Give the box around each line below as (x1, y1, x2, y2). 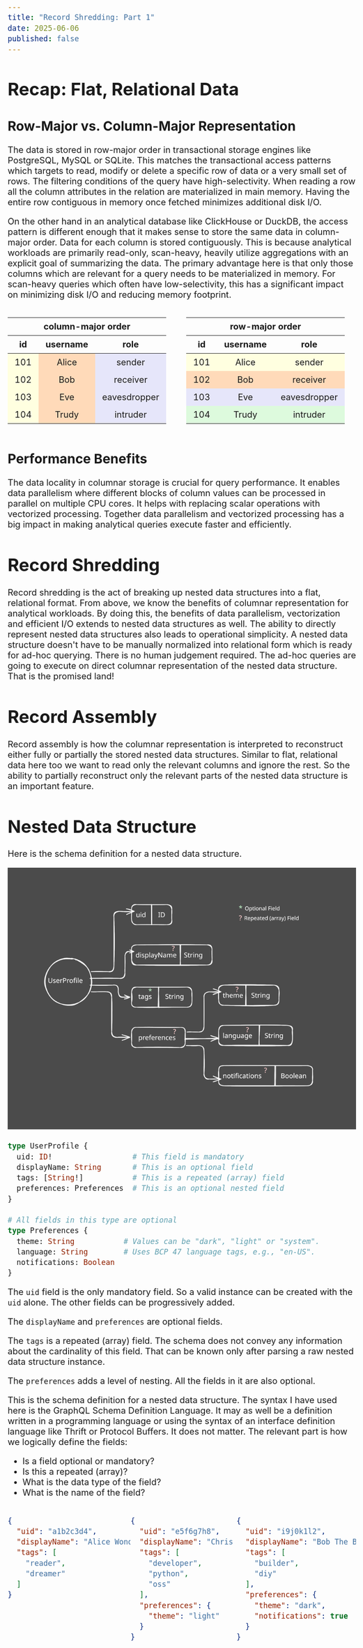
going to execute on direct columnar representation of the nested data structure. (8, 660, 338, 671)
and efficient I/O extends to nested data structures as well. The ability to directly (8, 618, 337, 629)
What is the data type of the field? (22, 1476, 162, 1488)
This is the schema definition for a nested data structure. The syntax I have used (8, 1394, 338, 1406)
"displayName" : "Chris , (139, 1537, 269, 1547)
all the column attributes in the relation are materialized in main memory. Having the (8, 186, 350, 197)
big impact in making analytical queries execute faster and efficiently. (8, 519, 292, 530)
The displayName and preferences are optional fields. (8, 1316, 223, 1327)
